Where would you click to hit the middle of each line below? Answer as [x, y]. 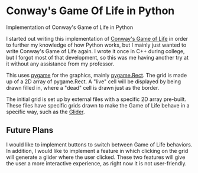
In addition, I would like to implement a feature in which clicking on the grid [97, 151]
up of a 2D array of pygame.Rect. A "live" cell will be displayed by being [94, 81]
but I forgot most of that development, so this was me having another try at [98, 57]
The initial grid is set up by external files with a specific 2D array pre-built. [96, 99]
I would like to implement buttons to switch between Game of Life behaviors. [99, 144]
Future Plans [30, 130]
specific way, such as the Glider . [46, 112]
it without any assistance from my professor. [60, 64]
